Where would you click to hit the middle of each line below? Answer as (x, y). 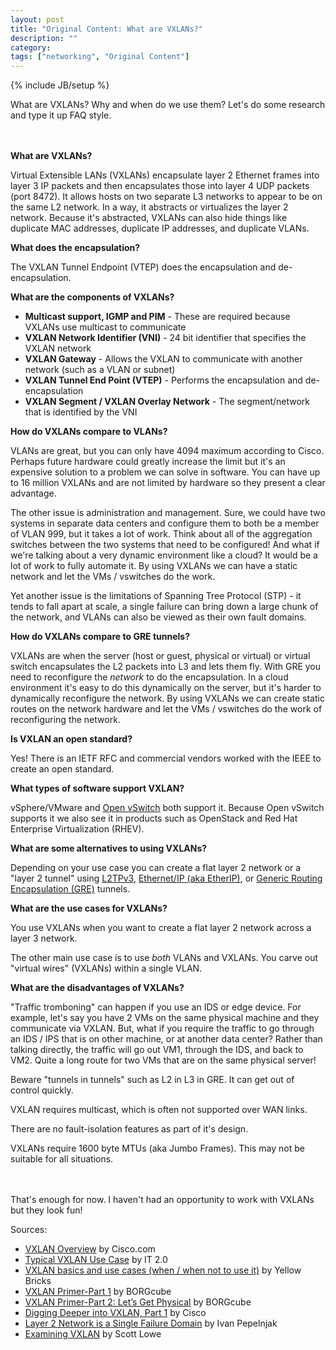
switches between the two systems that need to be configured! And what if (165, 545)
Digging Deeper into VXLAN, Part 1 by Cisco (115, 1313)
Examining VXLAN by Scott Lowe (93, 1334)
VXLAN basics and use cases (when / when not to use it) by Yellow (163, 1270)
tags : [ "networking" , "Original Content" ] (100, 57)
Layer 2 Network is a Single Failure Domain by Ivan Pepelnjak (151, 1323)
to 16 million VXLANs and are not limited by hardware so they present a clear (168, 483)
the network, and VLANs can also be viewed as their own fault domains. (158, 617)
